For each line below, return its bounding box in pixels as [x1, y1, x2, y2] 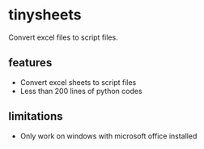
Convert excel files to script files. [8, 32, 119, 42]
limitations [8, 109, 63, 123]
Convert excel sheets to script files [19, 77, 137, 87]
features [8, 56, 53, 70]
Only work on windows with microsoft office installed [19, 131, 198, 141]
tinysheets [8, 6, 82, 24]
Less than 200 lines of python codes [19, 86, 143, 96]
